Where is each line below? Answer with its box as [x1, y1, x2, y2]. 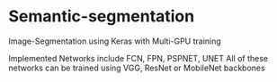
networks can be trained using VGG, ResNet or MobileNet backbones [8, 62, 266, 73]
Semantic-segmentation [8, 6, 195, 27]
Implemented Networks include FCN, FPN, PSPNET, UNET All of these [8, 53, 269, 63]
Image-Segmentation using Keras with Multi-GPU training [8, 36, 221, 46]
